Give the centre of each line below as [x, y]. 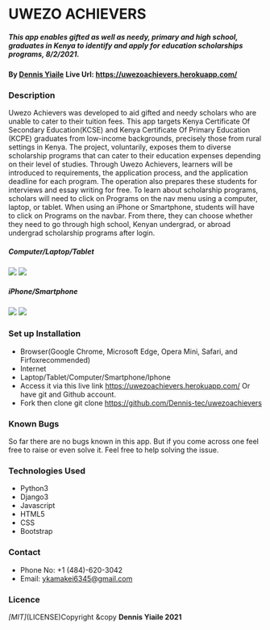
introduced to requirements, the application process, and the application [128, 173]
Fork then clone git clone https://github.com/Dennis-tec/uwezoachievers [141, 403]
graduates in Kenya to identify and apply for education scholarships [126, 45]
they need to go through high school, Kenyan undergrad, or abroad [120, 225]
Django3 [34, 497]
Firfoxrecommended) [55, 359]
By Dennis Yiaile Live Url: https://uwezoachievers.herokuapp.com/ [123, 74]
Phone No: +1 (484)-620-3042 [71, 569]
